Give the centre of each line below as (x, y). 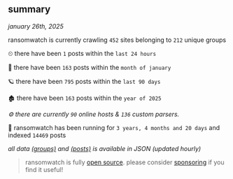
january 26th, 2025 (36, 26)
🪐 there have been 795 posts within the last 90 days (84, 81)
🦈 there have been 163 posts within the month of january (90, 67)
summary (29, 9)
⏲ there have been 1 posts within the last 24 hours (82, 53)
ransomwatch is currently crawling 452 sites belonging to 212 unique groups (117, 40)
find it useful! (44, 169)
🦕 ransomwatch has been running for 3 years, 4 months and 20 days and (114, 127)
